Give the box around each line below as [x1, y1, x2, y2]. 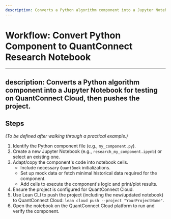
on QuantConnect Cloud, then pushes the [5, 94, 140, 102]
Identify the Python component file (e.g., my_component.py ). [12, 143, 136, 149]
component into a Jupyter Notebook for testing [5, 85, 158, 95]
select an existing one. [12, 154, 60, 160]
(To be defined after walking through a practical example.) [5, 133, 128, 139]
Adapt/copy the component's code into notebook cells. [12, 159, 129, 165]
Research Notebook [5, 51, 91, 63]
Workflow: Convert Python [5, 29, 121, 41]
